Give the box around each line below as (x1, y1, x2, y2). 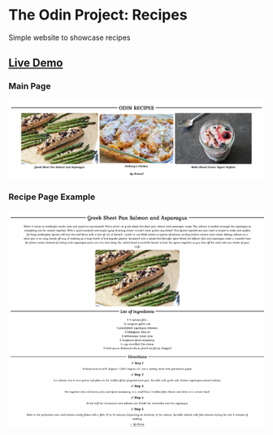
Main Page (8, 80, 51, 92)
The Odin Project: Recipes (8, 6, 188, 24)
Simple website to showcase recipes (8, 33, 131, 42)
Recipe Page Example (8, 191, 96, 202)
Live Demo (8, 56, 63, 70)
